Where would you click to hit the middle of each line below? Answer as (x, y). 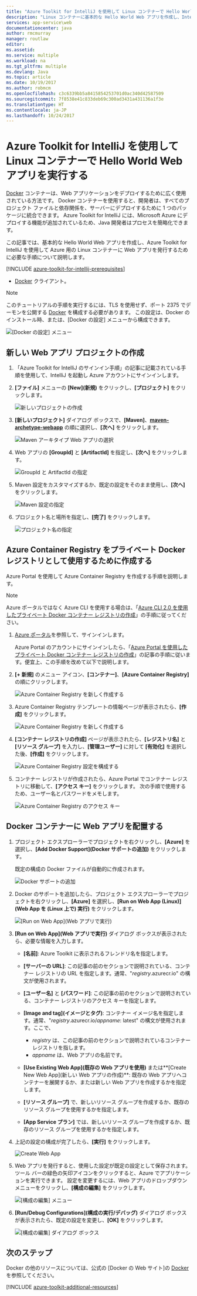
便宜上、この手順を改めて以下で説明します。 (78, 662)
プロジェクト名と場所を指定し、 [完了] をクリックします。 (84, 517)
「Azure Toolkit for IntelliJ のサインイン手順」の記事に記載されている (98, 368)
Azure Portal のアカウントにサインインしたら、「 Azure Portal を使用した (101, 647)
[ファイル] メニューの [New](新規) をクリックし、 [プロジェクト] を (95, 388)
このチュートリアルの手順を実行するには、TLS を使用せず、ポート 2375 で (96, 305)
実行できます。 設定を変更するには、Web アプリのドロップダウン (109, 1180)
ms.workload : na (26, 61)
